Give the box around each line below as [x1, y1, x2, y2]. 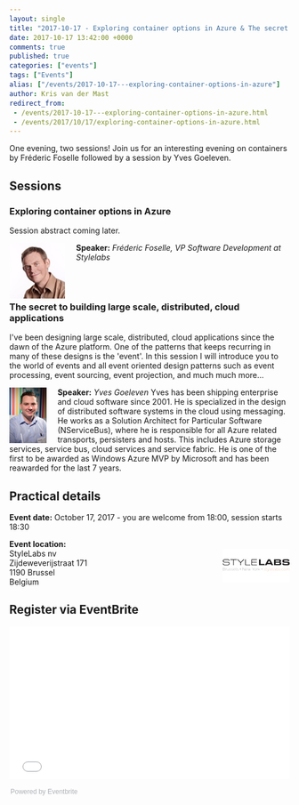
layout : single [9, 14, 66, 23]
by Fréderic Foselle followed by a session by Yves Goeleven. [9, 152, 231, 164]
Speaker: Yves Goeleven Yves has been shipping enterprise [57, 387, 279, 398]
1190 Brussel [9, 568, 55, 578]
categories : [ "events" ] [9, 61, 98, 70]
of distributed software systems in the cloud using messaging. [57, 406, 287, 417]
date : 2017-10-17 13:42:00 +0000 [9, 33, 133, 42]
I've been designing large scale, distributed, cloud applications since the [9, 332, 275, 342]
